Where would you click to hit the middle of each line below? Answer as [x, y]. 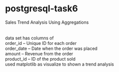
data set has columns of [30, 38]
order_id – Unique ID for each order [41, 43]
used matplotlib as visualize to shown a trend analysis [59, 64]
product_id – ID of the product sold [40, 59]
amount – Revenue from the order [39, 54]
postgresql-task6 [42, 9]
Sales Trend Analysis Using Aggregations [47, 22]
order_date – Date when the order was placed [51, 48]
